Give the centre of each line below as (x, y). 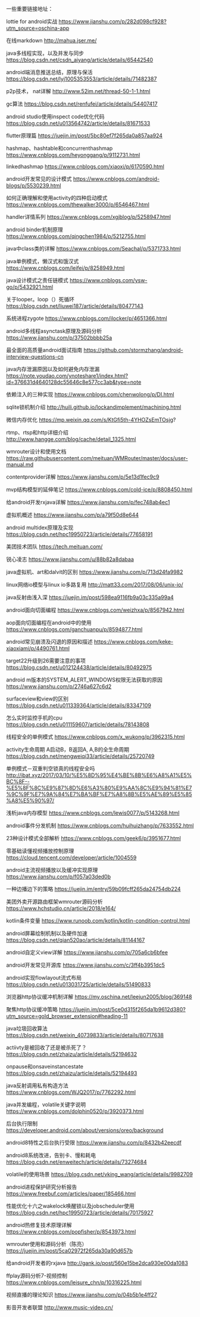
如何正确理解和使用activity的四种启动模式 (57, 198)
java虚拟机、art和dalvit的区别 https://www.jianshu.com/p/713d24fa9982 (95, 572)
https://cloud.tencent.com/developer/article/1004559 (71, 858)
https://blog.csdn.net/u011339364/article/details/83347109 (79, 705)
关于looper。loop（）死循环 (40, 299)
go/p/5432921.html (30, 287)
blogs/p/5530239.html (34, 186)
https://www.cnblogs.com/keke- (134, 641)
